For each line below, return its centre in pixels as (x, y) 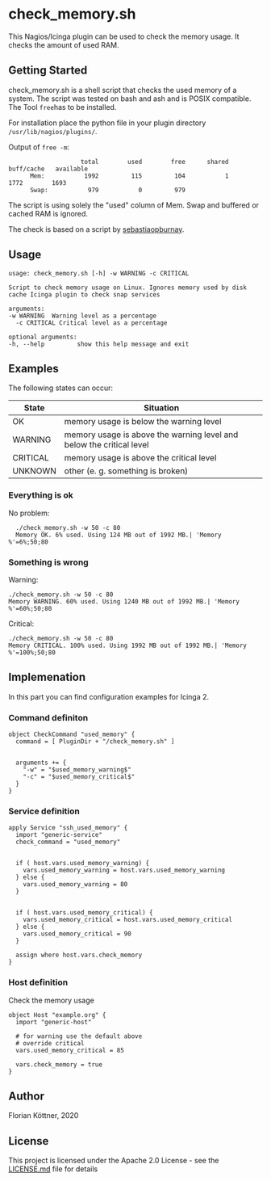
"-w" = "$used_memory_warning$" (77, 770)
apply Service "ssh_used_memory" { (68, 828)
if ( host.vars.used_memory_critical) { (84, 913)
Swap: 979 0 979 (107, 190)
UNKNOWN (34, 471)
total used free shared (154, 162)
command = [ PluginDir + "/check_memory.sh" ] (95, 742)
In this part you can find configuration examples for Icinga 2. (109, 696)
